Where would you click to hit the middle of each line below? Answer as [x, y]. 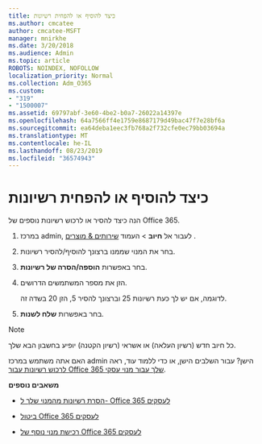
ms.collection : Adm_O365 [50, 83]
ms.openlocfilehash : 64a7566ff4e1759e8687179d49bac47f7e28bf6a [117, 121]
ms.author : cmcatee [41, 23]
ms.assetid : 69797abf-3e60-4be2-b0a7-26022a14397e [95, 114]
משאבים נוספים [34, 385]
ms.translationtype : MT [48, 135]
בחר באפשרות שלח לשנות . [62, 314]
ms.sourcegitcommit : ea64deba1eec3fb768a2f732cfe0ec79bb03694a [117, 128]
